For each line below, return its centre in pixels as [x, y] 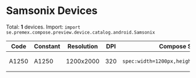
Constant [47, 46]
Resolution [83, 46]
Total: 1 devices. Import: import [43, 27]
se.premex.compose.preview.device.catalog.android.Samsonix [81, 32]
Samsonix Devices [52, 11]
